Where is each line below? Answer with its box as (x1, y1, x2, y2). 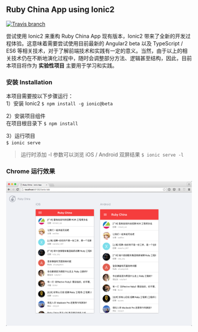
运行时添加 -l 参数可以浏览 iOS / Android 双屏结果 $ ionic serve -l (20, 151, 184, 158)
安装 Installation (6, 78, 53, 86)
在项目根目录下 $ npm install (6, 120, 78, 127)
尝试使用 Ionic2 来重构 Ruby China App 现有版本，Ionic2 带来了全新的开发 (6, 32, 186, 39)
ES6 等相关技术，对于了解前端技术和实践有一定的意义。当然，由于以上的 (6, 47, 183, 54)
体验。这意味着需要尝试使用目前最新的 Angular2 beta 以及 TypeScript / (11, 39, 183, 47)
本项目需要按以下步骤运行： (6, 92, 74, 99)
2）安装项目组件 (6, 112, 46, 119)
